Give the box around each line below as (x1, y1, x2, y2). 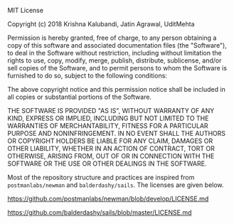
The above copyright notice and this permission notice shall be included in (7, 85, 225, 93)
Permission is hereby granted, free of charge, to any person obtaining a (7, 33, 217, 42)
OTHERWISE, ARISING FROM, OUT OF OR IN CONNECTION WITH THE (7, 152, 215, 160)
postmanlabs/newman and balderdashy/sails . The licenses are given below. (7, 181, 224, 189)
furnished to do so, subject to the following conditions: (7, 71, 167, 80)
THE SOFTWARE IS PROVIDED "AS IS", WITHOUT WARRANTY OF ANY (7, 107, 215, 114)
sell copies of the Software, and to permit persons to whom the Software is (7, 64, 228, 72)
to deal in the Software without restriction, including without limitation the (7, 49, 222, 57)
